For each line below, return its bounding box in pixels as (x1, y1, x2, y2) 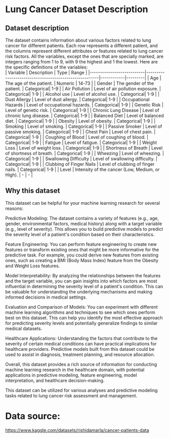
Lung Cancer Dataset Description (5, 4, 148, 15)
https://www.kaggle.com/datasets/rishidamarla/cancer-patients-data (5, 427, 149, 433)
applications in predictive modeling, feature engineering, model (5, 372, 138, 378)
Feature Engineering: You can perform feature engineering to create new (5, 241, 157, 247)
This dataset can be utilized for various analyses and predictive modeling (5, 387, 158, 393)
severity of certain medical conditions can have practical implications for (5, 341, 157, 347)
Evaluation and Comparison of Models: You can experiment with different (5, 304, 158, 310)
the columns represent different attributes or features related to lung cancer (5, 48, 163, 54)
